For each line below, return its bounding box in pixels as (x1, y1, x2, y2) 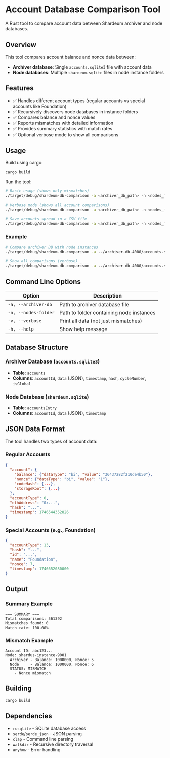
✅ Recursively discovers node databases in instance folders (12, 108, 138, 115)
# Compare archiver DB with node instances (5, 245, 99, 250)
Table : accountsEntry (12, 405, 57, 411)
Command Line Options (5, 277, 81, 286)
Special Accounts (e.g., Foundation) (5, 526, 96, 534)
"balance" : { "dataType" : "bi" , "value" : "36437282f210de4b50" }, (14, 472, 153, 477)
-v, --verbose (8, 318, 42, 324)
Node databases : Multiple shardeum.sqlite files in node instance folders (12, 69, 164, 75)
